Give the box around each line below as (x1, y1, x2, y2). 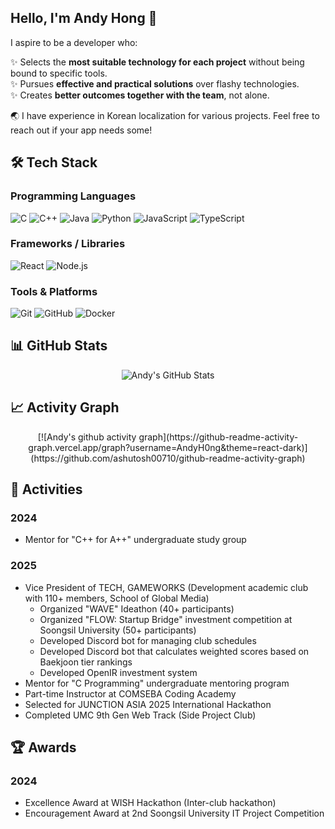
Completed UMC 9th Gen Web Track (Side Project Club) (24, 709, 257, 721)
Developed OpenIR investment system (39, 666, 198, 678)
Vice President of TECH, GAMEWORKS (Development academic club (24, 581, 309, 593)
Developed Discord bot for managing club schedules (39, 634, 257, 646)
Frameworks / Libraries (10, 237, 126, 251)
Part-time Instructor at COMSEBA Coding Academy (24, 687, 237, 700)
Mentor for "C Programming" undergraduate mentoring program (24, 677, 290, 689)
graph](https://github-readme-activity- (138, 431, 299, 443)
